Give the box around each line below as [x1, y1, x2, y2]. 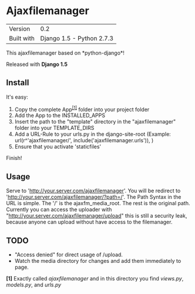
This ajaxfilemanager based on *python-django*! [6, 49, 125, 56]
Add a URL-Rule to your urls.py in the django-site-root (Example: [14, 131, 172, 138]
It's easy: [6, 93, 28, 101]
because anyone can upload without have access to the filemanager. [6, 219, 173, 226]
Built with [9, 34, 35, 42]
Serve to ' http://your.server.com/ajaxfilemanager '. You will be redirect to [6, 187, 181, 195]
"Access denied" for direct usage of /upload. [14, 251, 123, 258]
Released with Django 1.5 [6, 61, 68, 68]
